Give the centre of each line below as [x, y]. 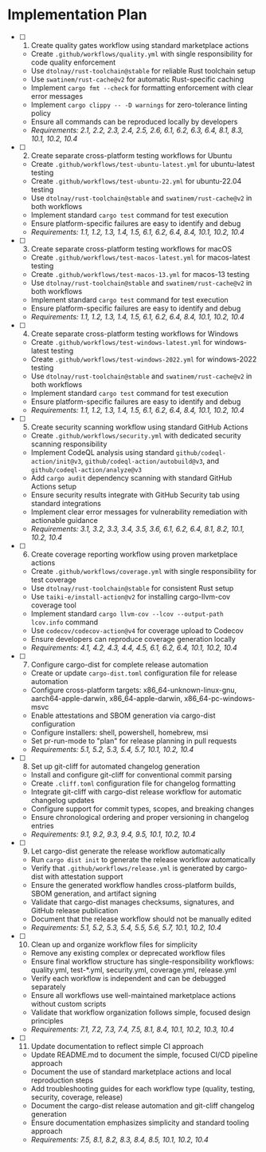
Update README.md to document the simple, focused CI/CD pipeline [144, 1055]
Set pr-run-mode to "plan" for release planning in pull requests [134, 741]
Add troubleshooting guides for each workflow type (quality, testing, [143, 1088]
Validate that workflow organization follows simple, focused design [141, 1012]
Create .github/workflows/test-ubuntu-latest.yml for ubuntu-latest [143, 164]
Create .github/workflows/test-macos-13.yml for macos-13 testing [140, 274]
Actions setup [54, 486]
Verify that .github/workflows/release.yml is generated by [127, 868]
